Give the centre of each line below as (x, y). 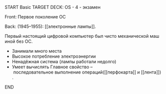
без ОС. (24, 41)
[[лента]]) (151, 72)
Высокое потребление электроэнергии (54, 56)
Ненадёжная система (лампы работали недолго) (64, 61)
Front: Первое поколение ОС (35, 17)
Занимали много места (37, 51)
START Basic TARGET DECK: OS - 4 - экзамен (53, 7)
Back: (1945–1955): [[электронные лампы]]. (50, 26)
